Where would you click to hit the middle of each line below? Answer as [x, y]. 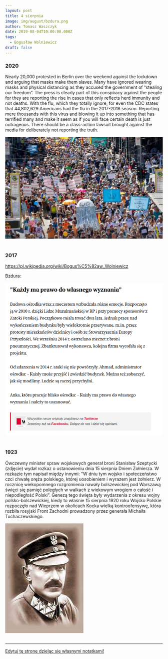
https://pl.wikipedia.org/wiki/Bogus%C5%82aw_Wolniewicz [67, 266]
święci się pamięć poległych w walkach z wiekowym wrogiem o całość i [79, 490]
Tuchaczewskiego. [24, 516]
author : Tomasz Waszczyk [31, 27]
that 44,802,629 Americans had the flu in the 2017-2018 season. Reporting [82, 109]
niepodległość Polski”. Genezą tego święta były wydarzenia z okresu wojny [82, 495]
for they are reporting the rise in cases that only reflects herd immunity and [82, 98]
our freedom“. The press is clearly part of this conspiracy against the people [84, 93]
